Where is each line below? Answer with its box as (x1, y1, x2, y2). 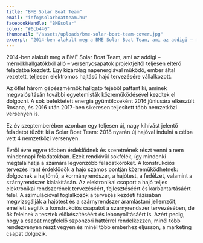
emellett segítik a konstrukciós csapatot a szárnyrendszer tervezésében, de (6, 204, 195, 212)
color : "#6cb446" (6, 25, 50, 32)
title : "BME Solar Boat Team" (6, 8, 83, 15)
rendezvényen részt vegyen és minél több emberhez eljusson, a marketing (6, 224, 192, 230)
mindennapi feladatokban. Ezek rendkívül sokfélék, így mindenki (6, 153, 166, 160)
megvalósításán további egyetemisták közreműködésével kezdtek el (6, 91, 176, 98)
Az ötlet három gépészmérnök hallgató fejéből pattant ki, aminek (6, 85, 167, 91)
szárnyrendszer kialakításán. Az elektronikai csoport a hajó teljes (6, 179, 168, 186)
